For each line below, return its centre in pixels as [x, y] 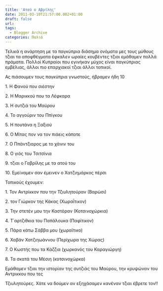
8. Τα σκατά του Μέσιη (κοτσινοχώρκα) [45, 259]
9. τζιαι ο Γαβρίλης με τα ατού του [40, 163]
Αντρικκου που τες [24, 274]
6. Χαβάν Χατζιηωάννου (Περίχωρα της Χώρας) [55, 240]
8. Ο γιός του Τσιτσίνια [28, 153]
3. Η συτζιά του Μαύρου [30, 105]
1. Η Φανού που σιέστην [30, 86]
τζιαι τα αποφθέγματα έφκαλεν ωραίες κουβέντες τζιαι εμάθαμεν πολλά [81, 56]
